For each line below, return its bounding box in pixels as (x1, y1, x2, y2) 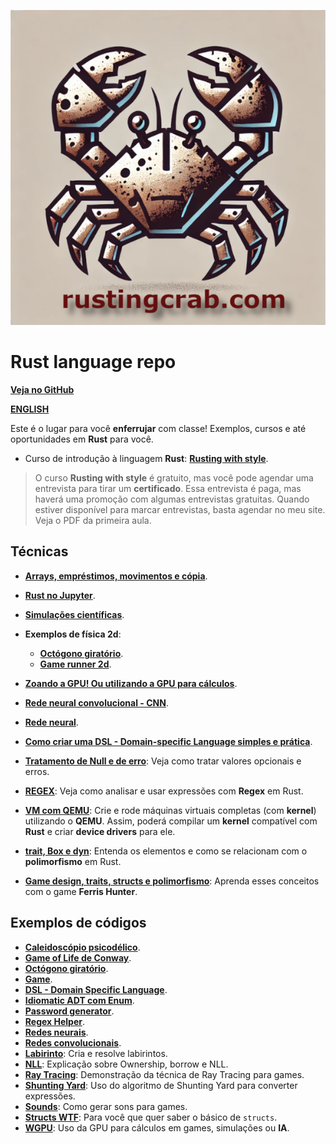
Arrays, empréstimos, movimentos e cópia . (24, 570, 208, 582)
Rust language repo (10, 351, 177, 374)
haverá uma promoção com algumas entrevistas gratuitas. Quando (34, 493, 310, 505)
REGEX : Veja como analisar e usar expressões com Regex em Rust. (24, 785, 304, 797)
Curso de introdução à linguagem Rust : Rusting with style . (24, 452, 269, 464)
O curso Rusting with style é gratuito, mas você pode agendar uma (34, 471, 314, 484)
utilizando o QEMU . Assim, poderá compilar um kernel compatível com (24, 815, 318, 827)
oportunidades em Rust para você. (10, 433, 154, 445)
